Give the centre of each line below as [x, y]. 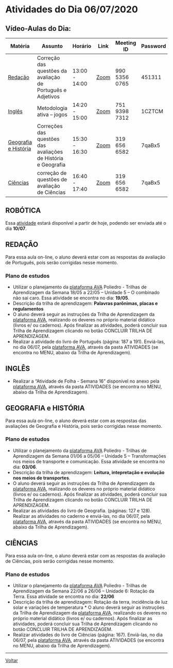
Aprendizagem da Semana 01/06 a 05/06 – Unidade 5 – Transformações [89, 456]
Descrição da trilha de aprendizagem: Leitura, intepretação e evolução [89, 472]
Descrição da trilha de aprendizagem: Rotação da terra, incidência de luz [90, 602]
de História [50, 158]
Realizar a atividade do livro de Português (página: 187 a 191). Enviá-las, [89, 341]
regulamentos [28, 309]
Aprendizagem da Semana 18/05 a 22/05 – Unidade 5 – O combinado [86, 292]
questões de [52, 179]
